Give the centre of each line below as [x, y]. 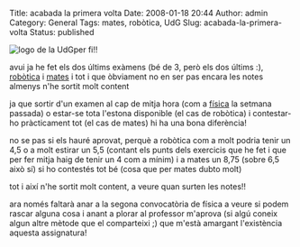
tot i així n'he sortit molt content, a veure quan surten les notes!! [127, 187]
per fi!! [86, 50]
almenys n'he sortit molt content [69, 86]
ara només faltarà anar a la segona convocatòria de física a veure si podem [149, 204]
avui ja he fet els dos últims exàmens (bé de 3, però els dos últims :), [136, 67]
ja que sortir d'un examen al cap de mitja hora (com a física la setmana [141, 104]
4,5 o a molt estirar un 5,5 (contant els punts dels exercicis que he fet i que [148, 150]
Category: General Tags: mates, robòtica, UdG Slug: [106, 23]
